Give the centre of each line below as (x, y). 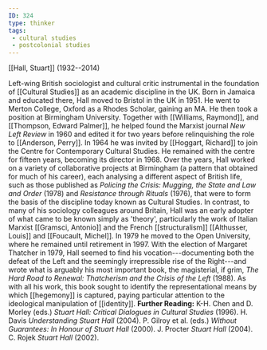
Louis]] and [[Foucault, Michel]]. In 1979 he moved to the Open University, (130, 236)
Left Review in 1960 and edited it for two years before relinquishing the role (132, 134)
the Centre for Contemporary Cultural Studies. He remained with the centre (132, 151)
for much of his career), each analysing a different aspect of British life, (126, 177)
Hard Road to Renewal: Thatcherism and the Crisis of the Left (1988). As (127, 278)
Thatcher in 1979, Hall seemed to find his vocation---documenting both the (132, 253)
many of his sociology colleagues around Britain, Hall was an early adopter (131, 210)
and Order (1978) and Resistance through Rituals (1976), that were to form (130, 194)
